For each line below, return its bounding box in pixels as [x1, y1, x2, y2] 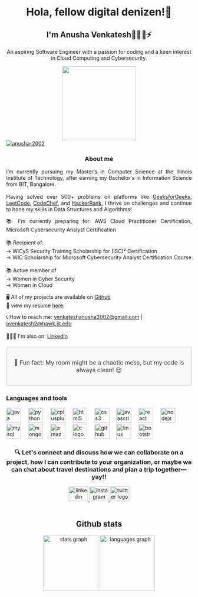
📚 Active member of [6, 267, 57, 274]
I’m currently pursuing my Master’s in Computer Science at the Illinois [6, 168, 192, 175]
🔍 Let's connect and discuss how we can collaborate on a [14, 448, 184, 456]
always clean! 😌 [76, 366, 122, 375]
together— [155, 465, 187, 473]
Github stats [75, 519, 123, 529]
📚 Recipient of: [6, 239, 44, 246]
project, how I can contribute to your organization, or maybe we [6, 458, 192, 466]
